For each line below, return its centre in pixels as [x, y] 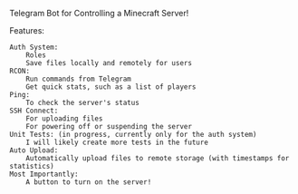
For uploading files [64, 119]
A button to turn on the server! [89, 182]
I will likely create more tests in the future [117, 142]
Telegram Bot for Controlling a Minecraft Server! [99, 13]
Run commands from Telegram [78, 79]
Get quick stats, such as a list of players [111, 87]
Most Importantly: [44, 174]
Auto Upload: [34, 150]
